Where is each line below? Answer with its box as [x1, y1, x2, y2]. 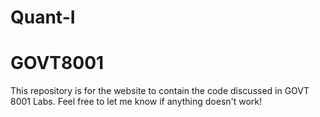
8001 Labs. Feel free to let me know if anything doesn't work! [10, 96, 263, 108]
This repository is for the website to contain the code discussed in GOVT [10, 85, 310, 97]
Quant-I [10, 6, 76, 29]
